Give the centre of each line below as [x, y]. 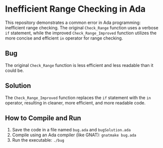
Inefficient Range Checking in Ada [75, 9]
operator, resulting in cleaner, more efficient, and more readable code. [75, 103]
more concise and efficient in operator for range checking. [64, 38]
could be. [15, 70]
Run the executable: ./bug [38, 140]
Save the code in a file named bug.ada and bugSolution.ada [71, 130]
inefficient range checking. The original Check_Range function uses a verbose [82, 27]
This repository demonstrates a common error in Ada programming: [73, 22]
